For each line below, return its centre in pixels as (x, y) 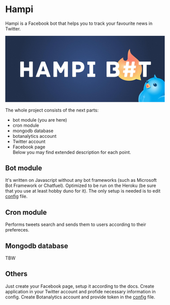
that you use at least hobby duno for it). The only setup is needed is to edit (83, 191)
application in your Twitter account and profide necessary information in (80, 291)
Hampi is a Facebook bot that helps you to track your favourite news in (79, 23)
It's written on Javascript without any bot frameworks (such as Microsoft (81, 180)
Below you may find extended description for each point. (72, 152)
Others (16, 274)
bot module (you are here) (40, 120)
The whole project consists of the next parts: (52, 110)
